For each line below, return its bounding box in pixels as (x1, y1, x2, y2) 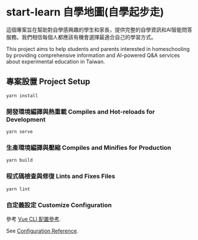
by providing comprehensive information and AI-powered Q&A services (6, 52, 180, 59)
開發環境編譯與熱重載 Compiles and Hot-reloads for (6, 107, 155, 116)
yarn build (6, 158, 33, 164)
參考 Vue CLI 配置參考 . (6, 215, 61, 222)
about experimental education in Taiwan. (6, 57, 105, 65)
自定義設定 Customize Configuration (6, 201, 112, 209)
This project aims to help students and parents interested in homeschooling (6, 45, 190, 52)
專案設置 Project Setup (6, 76, 90, 87)
